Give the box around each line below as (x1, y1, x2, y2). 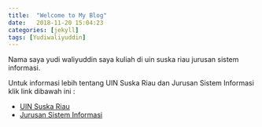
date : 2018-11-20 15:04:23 (8, 19, 104, 27)
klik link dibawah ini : (8, 87, 76, 96)
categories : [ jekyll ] (8, 26, 79, 34)
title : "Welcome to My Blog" (8, 11, 108, 20)
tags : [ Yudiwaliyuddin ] (8, 33, 87, 42)
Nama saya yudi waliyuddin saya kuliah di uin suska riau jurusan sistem (8, 55, 239, 64)
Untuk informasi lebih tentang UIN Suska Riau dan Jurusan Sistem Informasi (8, 78, 254, 88)
